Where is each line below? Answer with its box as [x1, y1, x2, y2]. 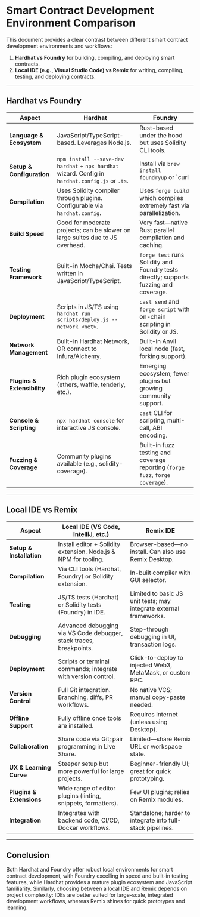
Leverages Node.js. [77, 139, 132, 147]
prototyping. [130, 774, 165, 783]
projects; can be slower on [57, 226, 131, 234]
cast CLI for [139, 408, 173, 417]
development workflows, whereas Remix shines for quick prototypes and [6, 898, 186, 905]
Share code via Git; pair [58, 735, 124, 743]
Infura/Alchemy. [57, 352, 102, 360]
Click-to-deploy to [130, 653, 183, 661]
